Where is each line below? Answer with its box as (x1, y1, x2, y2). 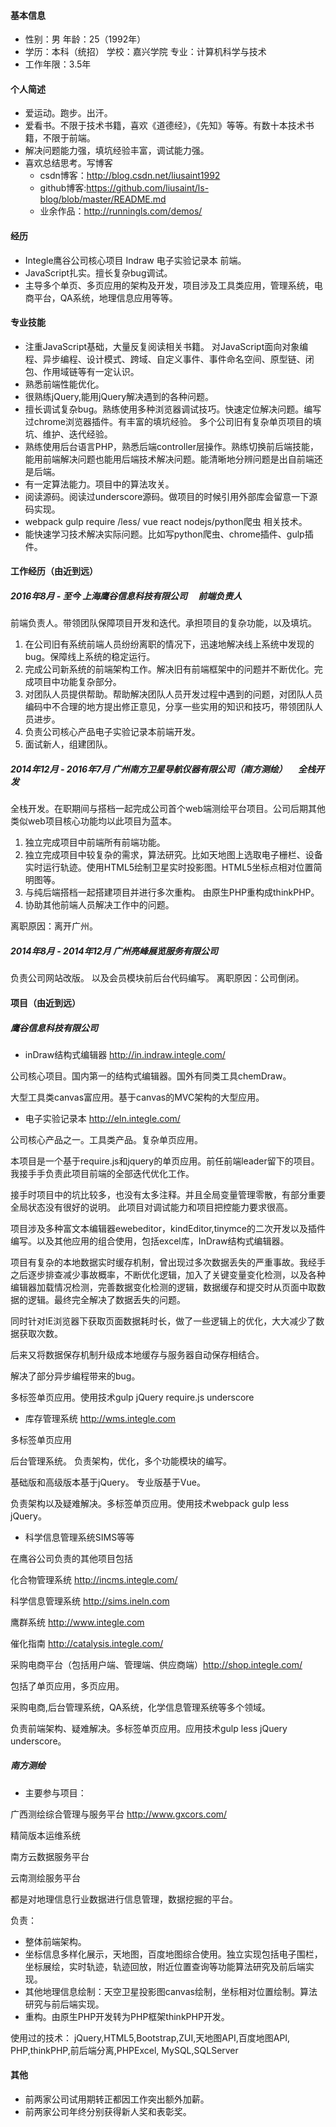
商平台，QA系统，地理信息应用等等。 (24, 291, 178, 304)
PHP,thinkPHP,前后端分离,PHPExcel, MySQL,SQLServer (10, 2044, 239, 2056)
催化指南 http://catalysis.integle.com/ (10, 1637, 164, 1649)
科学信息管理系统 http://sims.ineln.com (10, 1595, 170, 1607)
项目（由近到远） (10, 996, 81, 1009)
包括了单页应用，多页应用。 (10, 1680, 125, 1692)
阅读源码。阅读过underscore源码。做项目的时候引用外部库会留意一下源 (24, 490, 318, 502)
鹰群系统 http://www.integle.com (10, 1616, 145, 1628)
